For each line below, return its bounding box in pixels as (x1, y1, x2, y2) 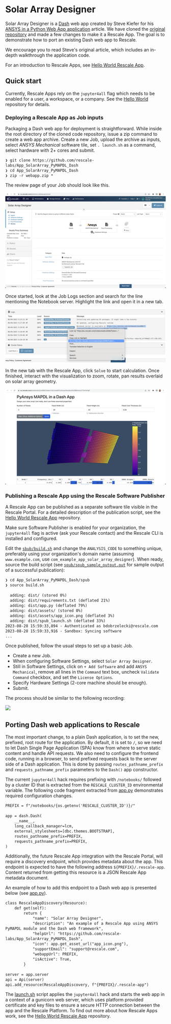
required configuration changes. (5, 793, 73, 799)
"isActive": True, (32, 957, 72, 962)
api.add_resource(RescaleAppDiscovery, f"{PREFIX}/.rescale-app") (5, 982, 149, 987)
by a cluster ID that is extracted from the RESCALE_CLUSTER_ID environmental (5, 781, 163, 788)
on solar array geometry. (5, 378, 57, 384)
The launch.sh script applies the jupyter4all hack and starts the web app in (5, 991, 165, 997)
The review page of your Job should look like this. (5, 182, 110, 188)
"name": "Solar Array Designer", (32, 916, 103, 921)
